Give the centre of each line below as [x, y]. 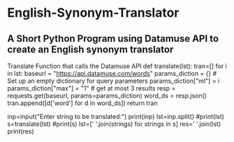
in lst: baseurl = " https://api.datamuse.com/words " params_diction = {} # [112, 73]
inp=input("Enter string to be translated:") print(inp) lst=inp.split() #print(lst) [116, 117]
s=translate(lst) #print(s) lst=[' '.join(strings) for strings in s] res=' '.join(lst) [114, 124]
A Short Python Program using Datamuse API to [113, 39]
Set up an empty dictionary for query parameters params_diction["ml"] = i [114, 81]
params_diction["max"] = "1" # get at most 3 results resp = [92, 88]
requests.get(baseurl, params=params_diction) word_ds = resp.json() [107, 96]
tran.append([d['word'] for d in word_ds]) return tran [83, 103]
